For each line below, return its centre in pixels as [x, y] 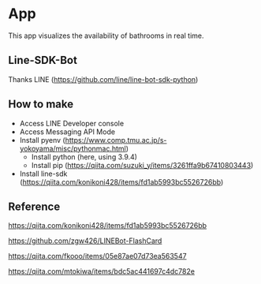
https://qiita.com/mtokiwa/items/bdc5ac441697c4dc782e [102, 271]
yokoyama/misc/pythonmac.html [73, 148]
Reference [34, 206]
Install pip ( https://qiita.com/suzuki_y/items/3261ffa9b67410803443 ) [142, 165]
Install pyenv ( [42, 140]
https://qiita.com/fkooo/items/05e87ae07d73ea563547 [97, 256]
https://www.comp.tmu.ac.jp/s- [116, 140]
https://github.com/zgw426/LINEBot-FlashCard [85, 241]
